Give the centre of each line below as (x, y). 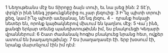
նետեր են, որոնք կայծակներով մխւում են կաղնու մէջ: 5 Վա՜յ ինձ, (82, 23)
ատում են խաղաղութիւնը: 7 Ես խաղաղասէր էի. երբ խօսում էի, (80, 39)
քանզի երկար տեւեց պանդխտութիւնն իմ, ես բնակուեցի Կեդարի (82, 29)
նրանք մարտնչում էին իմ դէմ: (40, 45)
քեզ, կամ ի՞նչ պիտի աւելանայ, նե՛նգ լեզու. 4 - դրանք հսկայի (78, 18)
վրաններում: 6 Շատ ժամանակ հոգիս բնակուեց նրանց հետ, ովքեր (85, 34)
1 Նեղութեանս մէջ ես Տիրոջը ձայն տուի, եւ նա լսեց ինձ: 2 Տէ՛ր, (78, 7)
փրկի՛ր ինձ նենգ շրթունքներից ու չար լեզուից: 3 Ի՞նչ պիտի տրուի (83, 13)
